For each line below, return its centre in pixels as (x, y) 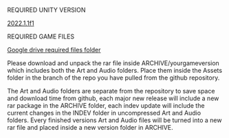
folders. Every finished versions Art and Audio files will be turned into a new (115, 120)
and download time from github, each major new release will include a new (113, 98)
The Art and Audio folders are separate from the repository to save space (111, 91)
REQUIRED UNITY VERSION (46, 10)
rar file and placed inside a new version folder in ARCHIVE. (90, 127)
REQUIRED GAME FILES (41, 36)
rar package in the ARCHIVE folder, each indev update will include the (106, 105)
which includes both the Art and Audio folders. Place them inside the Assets (115, 70)
